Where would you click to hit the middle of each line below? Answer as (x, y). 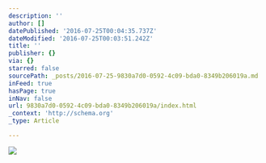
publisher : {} (32, 53)
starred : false (34, 69)
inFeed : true (30, 83)
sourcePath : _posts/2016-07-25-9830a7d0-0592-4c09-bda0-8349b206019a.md (133, 76)
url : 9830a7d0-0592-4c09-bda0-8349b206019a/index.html (103, 106)
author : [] (27, 23)
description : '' (36, 16)
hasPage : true (32, 91)
